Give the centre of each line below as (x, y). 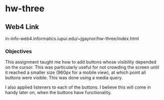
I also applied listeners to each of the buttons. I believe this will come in (78, 87)
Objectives (19, 51)
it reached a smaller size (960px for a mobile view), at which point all (76, 72)
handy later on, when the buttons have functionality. (58, 93)
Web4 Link (22, 27)
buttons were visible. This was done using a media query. (64, 78)
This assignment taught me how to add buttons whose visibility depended (81, 62)
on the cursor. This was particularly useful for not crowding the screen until (82, 67)
